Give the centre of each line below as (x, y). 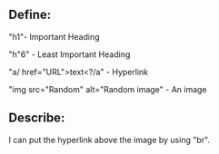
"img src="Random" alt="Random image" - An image (108, 89)
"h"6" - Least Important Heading (70, 54)
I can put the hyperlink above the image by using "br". (109, 140)
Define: (30, 15)
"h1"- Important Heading (55, 36)
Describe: (37, 118)
